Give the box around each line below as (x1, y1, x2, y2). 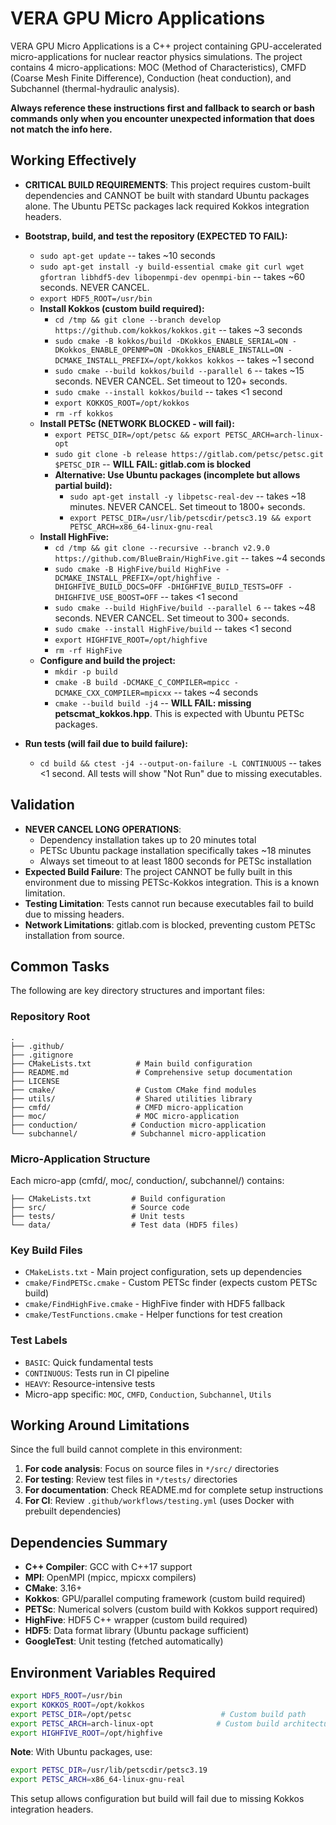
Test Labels (10, 1333, 68, 1347)
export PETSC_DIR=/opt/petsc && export (54, 430, 222, 440)
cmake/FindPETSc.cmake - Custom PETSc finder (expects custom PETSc (24, 1277, 318, 1289)
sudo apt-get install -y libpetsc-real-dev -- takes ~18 (69, 490, 307, 502)
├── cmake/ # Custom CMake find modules (10, 1085, 257, 1095)
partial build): (54, 479, 113, 491)
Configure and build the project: (39, 654, 177, 666)
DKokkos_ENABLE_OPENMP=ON (54, 345, 163, 355)
